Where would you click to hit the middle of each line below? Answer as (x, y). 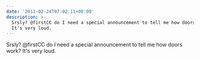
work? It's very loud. (31, 51)
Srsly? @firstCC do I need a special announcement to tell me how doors (94, 45)
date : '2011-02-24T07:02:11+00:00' (50, 11)
